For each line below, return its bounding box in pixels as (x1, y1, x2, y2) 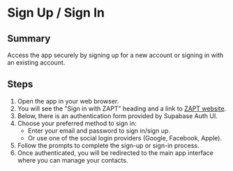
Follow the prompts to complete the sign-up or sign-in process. (17, 141, 200, 149)
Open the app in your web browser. (17, 97, 119, 105)
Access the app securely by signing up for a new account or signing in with (7, 51, 224, 59)
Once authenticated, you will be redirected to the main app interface (17, 148, 214, 157)
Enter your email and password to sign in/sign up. (27, 127, 171, 135)
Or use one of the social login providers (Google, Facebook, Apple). (27, 133, 222, 142)
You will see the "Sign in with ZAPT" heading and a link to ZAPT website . (17, 104, 227, 113)
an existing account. (7, 58, 66, 67)
